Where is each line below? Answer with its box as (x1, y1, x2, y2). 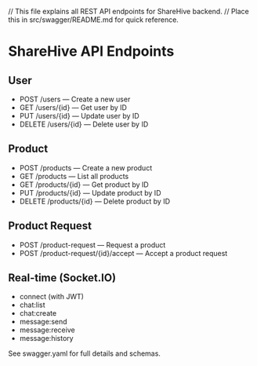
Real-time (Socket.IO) (8, 271, 116, 285)
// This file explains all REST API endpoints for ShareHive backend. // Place (8, 7, 249, 16)
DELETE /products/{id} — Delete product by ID (19, 196, 171, 206)
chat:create (19, 309, 57, 318)
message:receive (19, 325, 76, 335)
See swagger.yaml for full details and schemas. (8, 349, 161, 358)
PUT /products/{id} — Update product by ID (19, 188, 161, 197)
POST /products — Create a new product (19, 163, 153, 172)
